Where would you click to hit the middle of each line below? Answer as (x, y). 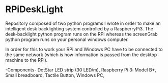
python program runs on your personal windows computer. (67, 39)
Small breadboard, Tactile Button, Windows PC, (55, 75)
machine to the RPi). (26, 60)
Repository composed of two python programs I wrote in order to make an (83, 23)
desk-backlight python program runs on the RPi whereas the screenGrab (81, 34)
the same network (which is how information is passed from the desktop (81, 55)
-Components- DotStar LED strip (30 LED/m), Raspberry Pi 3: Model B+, (81, 70)
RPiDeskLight (34, 9)
